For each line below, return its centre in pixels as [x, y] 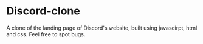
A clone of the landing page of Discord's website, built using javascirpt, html [102, 28]
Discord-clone [43, 11]
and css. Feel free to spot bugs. [46, 34]
